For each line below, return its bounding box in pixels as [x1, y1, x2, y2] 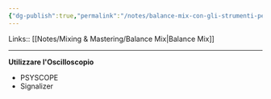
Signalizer [19, 81, 54, 91]
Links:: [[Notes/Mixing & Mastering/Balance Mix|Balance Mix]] [8, 34, 215, 43]
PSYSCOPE [19, 72, 59, 82]
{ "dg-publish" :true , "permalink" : [8, 11, 121, 20]
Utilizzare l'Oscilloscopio [8, 57, 94, 67]
